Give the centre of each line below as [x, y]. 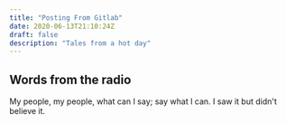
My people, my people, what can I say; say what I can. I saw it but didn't [143, 101]
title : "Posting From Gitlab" [66, 18]
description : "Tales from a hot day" [80, 43]
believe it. [28, 111]
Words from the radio [70, 79]
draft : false [34, 34]
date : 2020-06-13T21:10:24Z [62, 26]
